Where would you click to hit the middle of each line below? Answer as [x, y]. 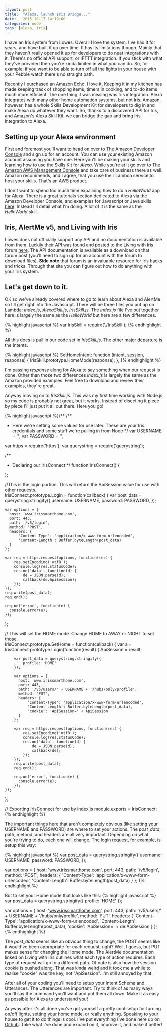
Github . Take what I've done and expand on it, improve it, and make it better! [83, 1024]
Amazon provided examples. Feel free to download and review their [75, 380]
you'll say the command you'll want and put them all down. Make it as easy [82, 993]
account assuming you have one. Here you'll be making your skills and [78, 159]
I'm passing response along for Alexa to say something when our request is [83, 370]
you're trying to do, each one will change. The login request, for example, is [83, 840]
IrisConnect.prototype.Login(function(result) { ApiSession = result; [74, 649]
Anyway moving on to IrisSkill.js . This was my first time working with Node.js [84, 395]
